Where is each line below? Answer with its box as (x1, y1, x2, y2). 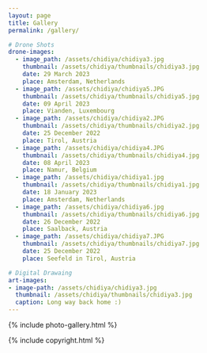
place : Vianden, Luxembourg (22, 107, 115, 115)
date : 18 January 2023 (22, 188, 97, 196)
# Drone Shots (8, 40, 55, 48)
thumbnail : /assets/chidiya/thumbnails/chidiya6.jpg (22, 210, 200, 218)
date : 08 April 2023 (22, 159, 90, 167)
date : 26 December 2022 (22, 217, 101, 226)
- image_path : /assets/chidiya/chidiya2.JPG (15, 114, 164, 123)
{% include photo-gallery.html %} (8, 320, 118, 329)
